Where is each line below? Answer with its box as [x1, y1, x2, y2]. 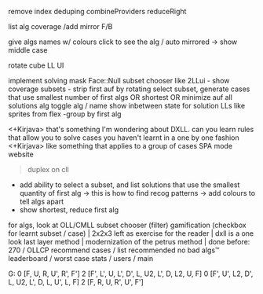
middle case [8, 46, 48, 54]
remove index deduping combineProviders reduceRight [8, 7, 187, 16]
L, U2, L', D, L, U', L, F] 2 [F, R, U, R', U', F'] [8, 277, 144, 286]
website [8, 149, 34, 159]
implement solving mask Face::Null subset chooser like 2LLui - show [8, 76, 230, 85]
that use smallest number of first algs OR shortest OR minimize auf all [8, 93, 233, 101]
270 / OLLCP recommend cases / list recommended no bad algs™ [8, 245, 220, 255]
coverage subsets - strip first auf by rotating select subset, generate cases [8, 84, 250, 94]
